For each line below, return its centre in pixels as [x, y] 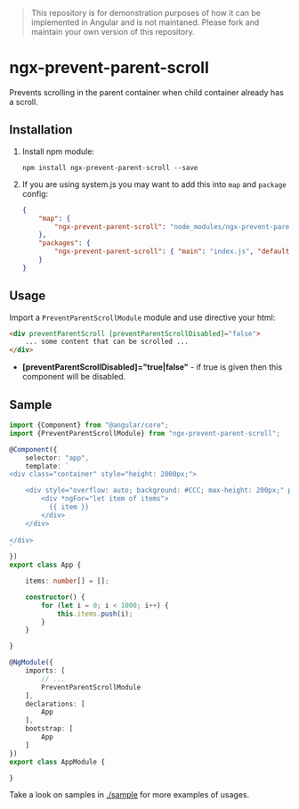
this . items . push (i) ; [95, 614]
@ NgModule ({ [31, 663]
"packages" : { [65, 243]
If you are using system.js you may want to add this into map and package [154, 184]
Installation [41, 130]
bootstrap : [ [49, 729]
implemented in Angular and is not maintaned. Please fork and [145, 22]
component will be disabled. [74, 377]
